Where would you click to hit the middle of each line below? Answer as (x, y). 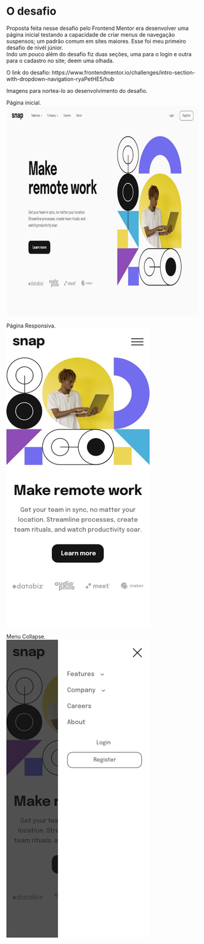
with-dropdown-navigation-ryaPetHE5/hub (60, 79)
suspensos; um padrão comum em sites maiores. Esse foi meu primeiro (96, 41)
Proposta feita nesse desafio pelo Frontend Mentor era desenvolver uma (98, 28)
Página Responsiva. (31, 326)
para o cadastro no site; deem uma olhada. (60, 60)
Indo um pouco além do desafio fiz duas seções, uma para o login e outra (99, 54)
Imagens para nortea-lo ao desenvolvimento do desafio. (77, 90)
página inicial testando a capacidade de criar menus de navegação (91, 34)
